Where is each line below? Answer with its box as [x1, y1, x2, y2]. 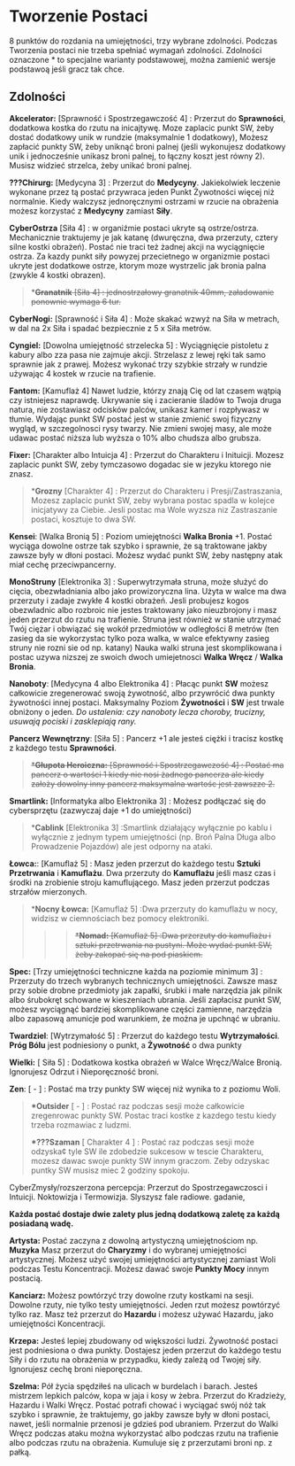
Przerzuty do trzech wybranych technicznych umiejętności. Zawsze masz [9, 975, 278, 986]
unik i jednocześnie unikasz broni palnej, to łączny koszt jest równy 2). [9, 151, 265, 161]
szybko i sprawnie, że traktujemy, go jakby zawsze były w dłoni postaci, [9, 1408, 271, 1419]
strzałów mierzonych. [9, 886, 87, 896]
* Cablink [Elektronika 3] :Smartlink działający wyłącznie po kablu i [30, 822, 272, 833]
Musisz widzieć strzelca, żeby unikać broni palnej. [9, 159, 193, 170]
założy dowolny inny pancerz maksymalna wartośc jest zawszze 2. [30, 778, 276, 789]
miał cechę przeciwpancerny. [9, 559, 117, 570]
